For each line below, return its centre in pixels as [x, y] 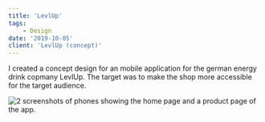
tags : [17, 23]
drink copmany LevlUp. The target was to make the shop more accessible [130, 77]
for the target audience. [47, 86]
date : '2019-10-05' [41, 38]
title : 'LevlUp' [35, 16]
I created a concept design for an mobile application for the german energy [132, 68]
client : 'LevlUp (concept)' [55, 46]
